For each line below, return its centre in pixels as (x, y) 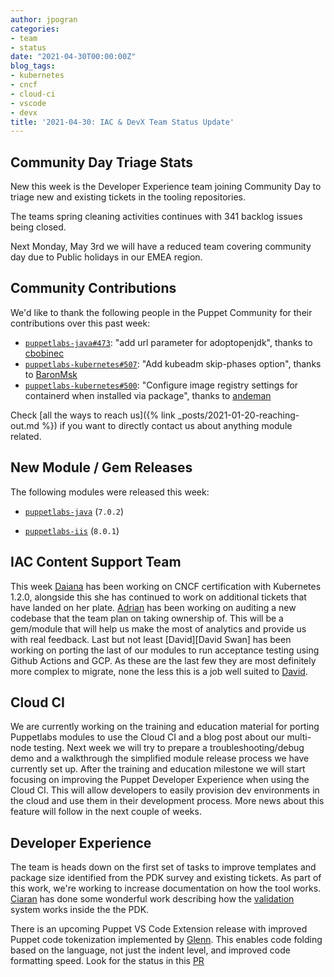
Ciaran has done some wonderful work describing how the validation (152, 899)
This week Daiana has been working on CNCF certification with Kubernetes (166, 586)
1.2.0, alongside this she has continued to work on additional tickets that (158, 597)
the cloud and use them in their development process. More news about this (167, 801)
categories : (35, 29)
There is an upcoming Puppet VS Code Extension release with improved (159, 929)
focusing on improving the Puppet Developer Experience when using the (160, 780)
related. (26, 436)
